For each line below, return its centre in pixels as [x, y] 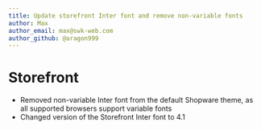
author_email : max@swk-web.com [61, 30]
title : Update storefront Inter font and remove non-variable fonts [126, 16]
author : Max [28, 23]
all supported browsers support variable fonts [96, 108]
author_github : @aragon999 [54, 38]
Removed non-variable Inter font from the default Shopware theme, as [137, 100]
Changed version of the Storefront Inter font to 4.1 [102, 117]
